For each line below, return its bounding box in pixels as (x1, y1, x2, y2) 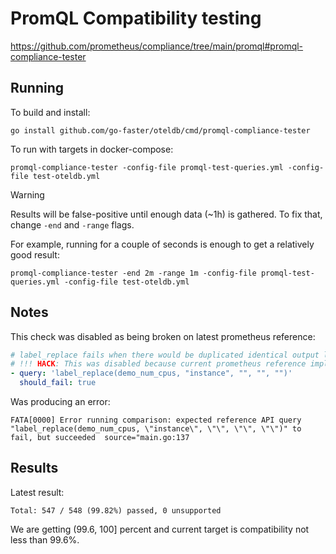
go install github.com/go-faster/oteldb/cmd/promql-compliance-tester (10, 125, 311, 136)
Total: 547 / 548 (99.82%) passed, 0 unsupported (10, 505, 222, 516)
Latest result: (10, 486, 65, 498)
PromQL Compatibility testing (10, 7, 262, 30)
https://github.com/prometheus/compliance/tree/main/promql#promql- (10, 40, 304, 52)
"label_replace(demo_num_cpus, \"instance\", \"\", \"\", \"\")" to (10, 424, 302, 434)
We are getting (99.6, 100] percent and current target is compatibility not (10, 523, 310, 535)
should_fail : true (19, 378, 97, 388)
